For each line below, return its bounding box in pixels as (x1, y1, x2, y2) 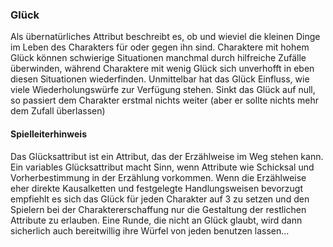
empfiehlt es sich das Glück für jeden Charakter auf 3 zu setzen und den (10, 193, 310, 205)
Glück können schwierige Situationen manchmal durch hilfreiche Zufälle (10, 52, 307, 64)
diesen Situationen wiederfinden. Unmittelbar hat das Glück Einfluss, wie (10, 73, 310, 85)
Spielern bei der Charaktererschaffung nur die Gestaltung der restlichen (10, 203, 307, 215)
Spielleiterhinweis (10, 128, 88, 140)
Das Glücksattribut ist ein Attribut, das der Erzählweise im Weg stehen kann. (10, 150, 324, 162)
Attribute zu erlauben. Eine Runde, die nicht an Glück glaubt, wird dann (10, 214, 303, 226)
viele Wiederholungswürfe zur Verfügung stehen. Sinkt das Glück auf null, (10, 84, 316, 96)
